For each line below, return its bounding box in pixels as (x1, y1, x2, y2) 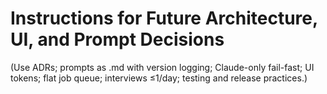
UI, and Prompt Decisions (10, 28, 225, 51)
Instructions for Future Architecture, (10, 7, 318, 30)
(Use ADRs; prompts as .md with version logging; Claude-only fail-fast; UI (10, 61, 315, 73)
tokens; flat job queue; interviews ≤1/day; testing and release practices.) (10, 72, 308, 84)
